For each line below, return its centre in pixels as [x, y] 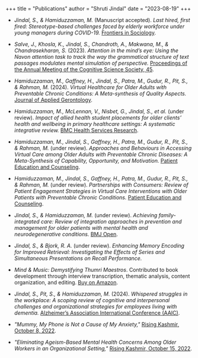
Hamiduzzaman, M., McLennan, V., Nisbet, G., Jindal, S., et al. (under [99, 111]
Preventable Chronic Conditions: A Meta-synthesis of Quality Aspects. [100, 94]
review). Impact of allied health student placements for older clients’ [98, 118]
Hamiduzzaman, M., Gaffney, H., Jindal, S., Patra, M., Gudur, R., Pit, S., [101, 81]
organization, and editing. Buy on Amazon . [66, 282]
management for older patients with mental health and [81, 228]
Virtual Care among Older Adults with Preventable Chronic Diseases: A [101, 154]
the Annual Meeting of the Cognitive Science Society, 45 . [84, 69]
